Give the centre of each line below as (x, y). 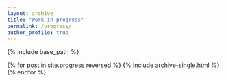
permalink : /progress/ (39, 26)
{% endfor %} (27, 72)
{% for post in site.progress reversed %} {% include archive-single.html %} (113, 65)
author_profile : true (38, 32)
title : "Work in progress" (46, 20)
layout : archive (30, 13)
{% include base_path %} (43, 52)
